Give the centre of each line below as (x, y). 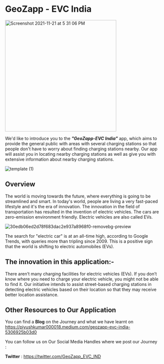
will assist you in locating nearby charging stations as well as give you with (80, 154)
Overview (20, 184)
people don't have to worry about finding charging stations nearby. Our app (81, 149)
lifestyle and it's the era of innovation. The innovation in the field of (73, 206)
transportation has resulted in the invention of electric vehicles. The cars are (82, 212)
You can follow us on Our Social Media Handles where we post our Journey (81, 342)
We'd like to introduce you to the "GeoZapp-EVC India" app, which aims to (81, 138)
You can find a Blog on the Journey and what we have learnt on (69, 322)
